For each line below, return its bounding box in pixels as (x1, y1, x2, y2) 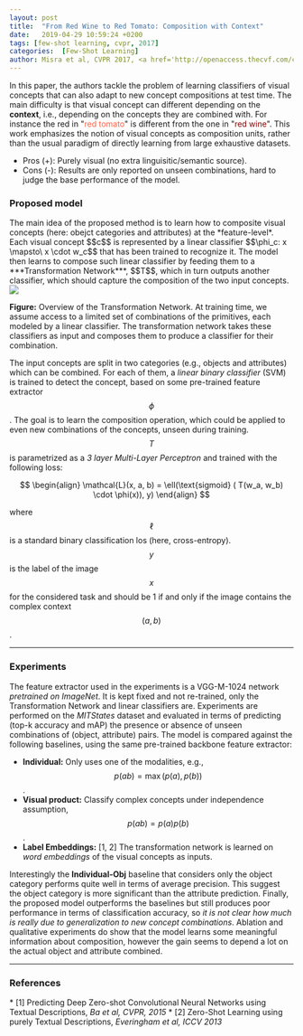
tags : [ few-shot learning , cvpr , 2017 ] (9, 38, 160, 48)
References (9, 976, 61, 989)
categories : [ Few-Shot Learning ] (9, 47, 140, 56)
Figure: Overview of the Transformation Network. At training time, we (9, 302, 268, 313)
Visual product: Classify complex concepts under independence (22, 794, 264, 805)
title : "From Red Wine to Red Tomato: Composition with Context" (9, 22, 264, 31)
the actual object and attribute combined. (9, 946, 163, 956)
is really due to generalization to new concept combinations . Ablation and (9, 917, 284, 928)
